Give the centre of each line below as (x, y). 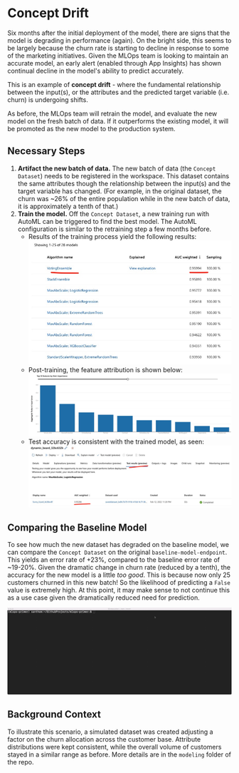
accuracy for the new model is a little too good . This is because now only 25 (119, 575)
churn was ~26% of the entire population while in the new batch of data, (124, 198)
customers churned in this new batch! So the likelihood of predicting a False (119, 583)
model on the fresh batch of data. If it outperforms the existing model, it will (118, 121)
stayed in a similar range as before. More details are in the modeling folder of (119, 754)
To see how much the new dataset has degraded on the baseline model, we (118, 545)
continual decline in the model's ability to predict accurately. (96, 71)
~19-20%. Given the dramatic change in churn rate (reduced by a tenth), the (119, 568)
